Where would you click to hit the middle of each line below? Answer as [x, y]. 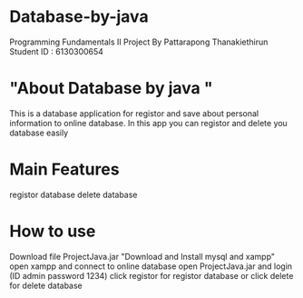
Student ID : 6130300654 [57, 51]
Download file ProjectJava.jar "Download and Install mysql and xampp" [142, 256]
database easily [39, 133]
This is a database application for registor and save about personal [134, 113]
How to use [53, 231]
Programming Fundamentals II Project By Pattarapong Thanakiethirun [139, 42]
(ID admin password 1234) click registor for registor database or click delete [151, 275]
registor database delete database [73, 194]
